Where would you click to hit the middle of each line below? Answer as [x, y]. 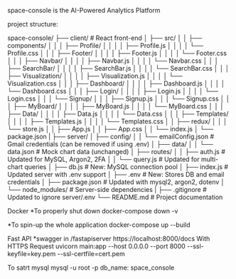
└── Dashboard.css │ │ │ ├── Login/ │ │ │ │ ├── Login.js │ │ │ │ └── [113, 91]
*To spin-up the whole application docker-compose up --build [99, 225]
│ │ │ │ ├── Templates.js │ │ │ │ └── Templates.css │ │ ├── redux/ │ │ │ [117, 121]
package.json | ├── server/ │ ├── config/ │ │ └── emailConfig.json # [111, 136]
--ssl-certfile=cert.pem [91, 254]
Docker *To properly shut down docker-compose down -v [93, 211]
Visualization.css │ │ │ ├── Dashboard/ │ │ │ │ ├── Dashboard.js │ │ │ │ [116, 83]
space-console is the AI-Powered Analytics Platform [84, 10]
